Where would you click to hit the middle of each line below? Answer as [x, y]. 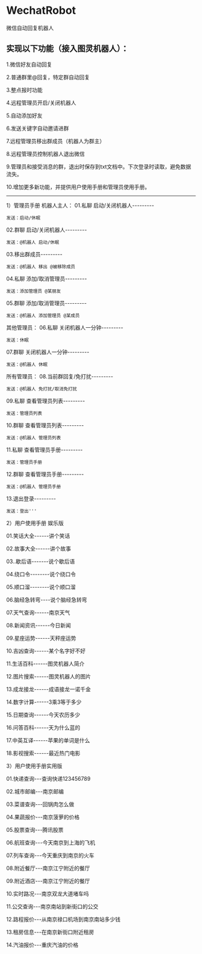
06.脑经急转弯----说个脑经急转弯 [47, 600]
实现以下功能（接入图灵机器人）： [68, 49]
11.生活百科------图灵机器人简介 [46, 663]
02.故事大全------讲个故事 [39, 549]
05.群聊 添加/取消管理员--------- [47, 303]
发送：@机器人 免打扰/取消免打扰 [41, 389]
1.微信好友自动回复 [29, 64]
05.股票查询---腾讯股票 [35, 829]
